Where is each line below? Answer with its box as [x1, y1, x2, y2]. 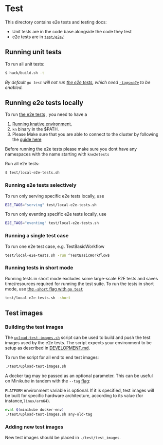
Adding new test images [5, 423, 64, 430]
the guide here [12, 136, 42, 142]
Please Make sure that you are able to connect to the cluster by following [12, 132, 159, 137]
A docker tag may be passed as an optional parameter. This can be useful [5, 373, 153, 379]
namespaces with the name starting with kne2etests [5, 151, 109, 157]
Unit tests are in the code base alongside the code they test [12, 28, 132, 34]
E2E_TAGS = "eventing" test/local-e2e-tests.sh [5, 221, 99, 225]
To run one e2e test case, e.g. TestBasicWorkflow [5, 243, 105, 249]
